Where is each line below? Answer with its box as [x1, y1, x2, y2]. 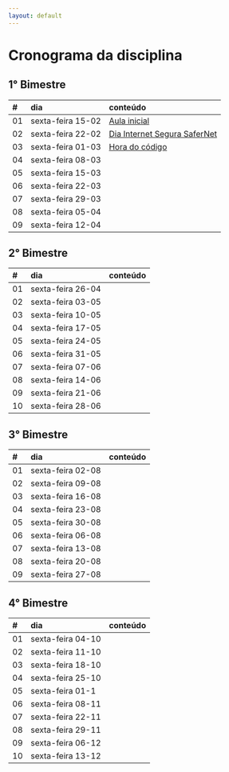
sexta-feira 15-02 [30, 115, 101, 126]
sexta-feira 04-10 [30, 634, 101, 645]
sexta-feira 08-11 [30, 698, 101, 710]
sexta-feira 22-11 [30, 711, 101, 722]
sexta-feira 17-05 [30, 322, 101, 334]
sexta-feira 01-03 [30, 141, 101, 152]
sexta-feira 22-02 [30, 128, 101, 139]
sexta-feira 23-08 [30, 504, 101, 515]
